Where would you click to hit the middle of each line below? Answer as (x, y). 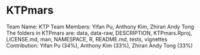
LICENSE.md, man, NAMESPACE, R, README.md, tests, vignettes (87, 39)
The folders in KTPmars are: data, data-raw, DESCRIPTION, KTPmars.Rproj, (99, 33)
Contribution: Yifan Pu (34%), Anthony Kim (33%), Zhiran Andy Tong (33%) (100, 46)
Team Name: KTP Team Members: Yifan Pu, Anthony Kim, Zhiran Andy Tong (100, 27)
